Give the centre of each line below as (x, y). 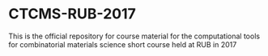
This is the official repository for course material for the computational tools (134, 36)
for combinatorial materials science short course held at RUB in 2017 (123, 44)
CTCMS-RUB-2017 (72, 14)
